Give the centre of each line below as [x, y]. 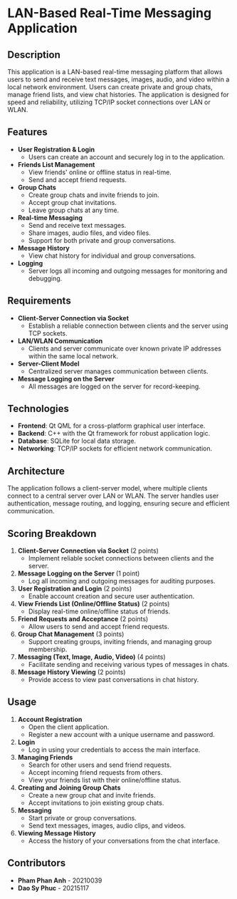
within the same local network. [73, 356]
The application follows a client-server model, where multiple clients [107, 488]
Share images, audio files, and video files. [89, 233]
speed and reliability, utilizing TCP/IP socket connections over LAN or [109, 102]
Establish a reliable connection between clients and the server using [128, 326]
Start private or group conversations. [82, 818]
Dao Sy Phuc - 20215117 [53, 888]
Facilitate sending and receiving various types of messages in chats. [129, 665]
